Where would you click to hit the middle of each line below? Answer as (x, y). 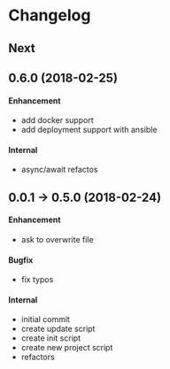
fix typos (37, 280)
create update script (58, 329)
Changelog (50, 15)
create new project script (67, 348)
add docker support (57, 120)
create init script (51, 338)
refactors (38, 357)
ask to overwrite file (57, 239)
